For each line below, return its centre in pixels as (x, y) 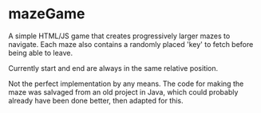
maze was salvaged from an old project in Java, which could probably (123, 92)
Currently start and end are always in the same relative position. (113, 68)
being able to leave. (41, 53)
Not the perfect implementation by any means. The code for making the (126, 84)
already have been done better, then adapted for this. (96, 100)
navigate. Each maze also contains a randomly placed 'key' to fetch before (131, 44)
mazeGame (47, 14)
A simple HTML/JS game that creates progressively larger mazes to (119, 36)
